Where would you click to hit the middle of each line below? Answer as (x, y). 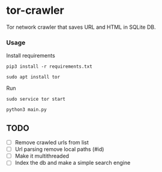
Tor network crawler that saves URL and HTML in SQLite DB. (81, 27)
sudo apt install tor (33, 77)
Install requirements (31, 56)
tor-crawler (35, 10)
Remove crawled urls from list (52, 143)
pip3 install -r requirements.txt (49, 67)
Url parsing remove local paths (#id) (59, 149)
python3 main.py (26, 110)
